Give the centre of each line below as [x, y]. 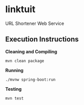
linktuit [20, 9]
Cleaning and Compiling [31, 51]
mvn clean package [25, 61]
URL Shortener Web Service [35, 23]
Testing [13, 89]
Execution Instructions [42, 39]
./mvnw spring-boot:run [31, 80]
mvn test [15, 98]
